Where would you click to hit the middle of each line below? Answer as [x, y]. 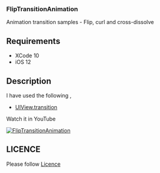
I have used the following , [39, 95]
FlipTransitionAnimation [42, 9]
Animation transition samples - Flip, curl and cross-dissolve [80, 22]
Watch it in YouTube [31, 119]
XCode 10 [27, 55]
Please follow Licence [34, 164]
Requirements [33, 41]
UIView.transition [36, 107]
